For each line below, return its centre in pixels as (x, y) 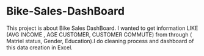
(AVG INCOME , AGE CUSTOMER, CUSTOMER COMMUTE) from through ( (99, 34)
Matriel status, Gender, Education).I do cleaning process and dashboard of (100, 41)
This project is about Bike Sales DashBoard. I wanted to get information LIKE (102, 28)
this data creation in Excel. (40, 47)
